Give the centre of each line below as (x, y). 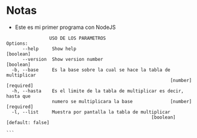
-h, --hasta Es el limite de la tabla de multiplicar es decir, (98, 91)
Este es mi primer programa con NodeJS (65, 27)
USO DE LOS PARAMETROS (77, 38)
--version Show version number (62, 59)
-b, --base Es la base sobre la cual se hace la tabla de (91, 70)
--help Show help (49, 49)
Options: (17, 43)
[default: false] (28, 122)
